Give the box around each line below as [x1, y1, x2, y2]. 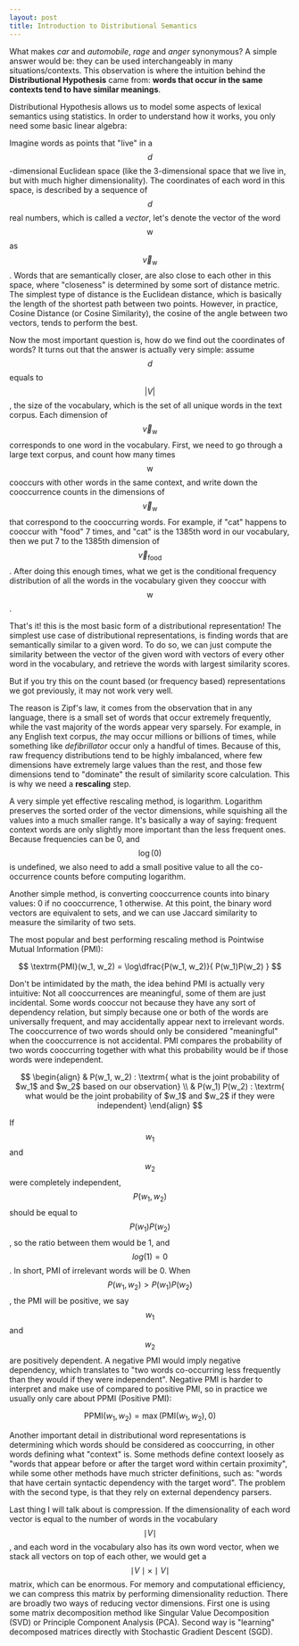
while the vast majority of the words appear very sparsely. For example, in [9, 721, 282, 732]
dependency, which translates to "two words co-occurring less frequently [9, 1365, 281, 1375]
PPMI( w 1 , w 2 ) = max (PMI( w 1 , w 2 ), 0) [83, 1410, 217, 1424]
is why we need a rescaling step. [9, 778, 132, 789]
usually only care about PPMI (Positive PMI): [9, 1393, 172, 1404]
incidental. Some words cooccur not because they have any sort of [9, 997, 256, 1007]
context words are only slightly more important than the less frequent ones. [9, 823, 287, 835]
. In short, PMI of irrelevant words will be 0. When [9, 1265, 191, 1275]
